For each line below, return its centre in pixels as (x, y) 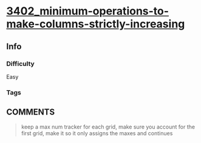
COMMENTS (31, 112)
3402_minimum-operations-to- (87, 11)
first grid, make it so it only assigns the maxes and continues (97, 133)
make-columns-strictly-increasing (96, 24)
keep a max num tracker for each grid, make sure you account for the (108, 127)
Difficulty (20, 64)
